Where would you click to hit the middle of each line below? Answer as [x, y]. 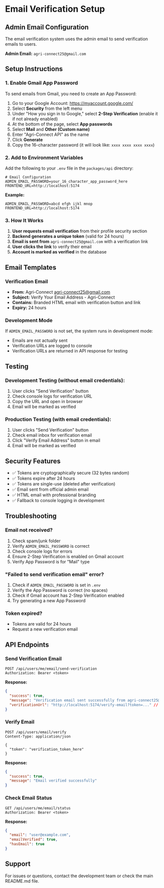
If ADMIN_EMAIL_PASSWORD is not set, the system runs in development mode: [79, 331]
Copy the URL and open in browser [47, 401]
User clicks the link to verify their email [52, 247]
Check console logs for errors [42, 551]
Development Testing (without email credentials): [65, 380]
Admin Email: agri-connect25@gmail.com [46, 53]
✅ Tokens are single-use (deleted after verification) [64, 484]
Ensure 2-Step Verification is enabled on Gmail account [68, 556]
